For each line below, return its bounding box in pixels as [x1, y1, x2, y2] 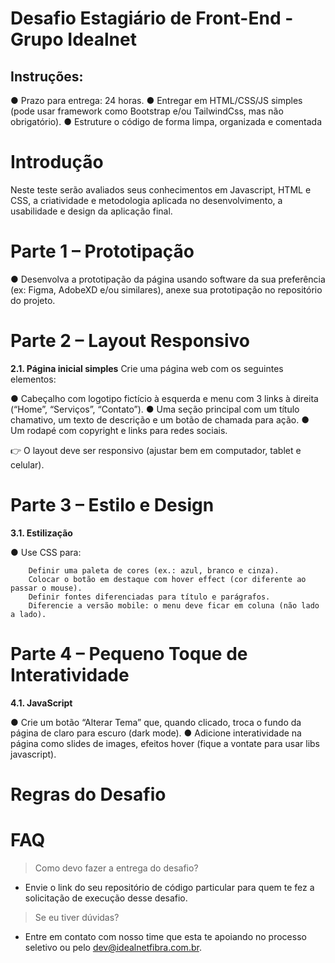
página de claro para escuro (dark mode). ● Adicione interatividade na [10, 727, 302, 739]
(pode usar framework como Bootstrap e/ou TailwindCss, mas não [10, 105, 284, 117]
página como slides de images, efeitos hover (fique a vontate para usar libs [10, 737, 321, 749]
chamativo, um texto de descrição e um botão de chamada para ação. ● [10, 413, 310, 426]
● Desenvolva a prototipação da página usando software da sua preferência [10, 273, 326, 285]
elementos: [10, 373, 57, 385]
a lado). [10, 609, 47, 619]
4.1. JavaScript [10, 697, 73, 709]
